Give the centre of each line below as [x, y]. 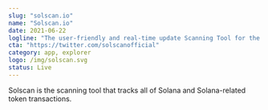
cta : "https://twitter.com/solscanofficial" [84, 45]
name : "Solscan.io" [41, 23]
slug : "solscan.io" [41, 16]
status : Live [30, 68]
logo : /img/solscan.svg [48, 61]
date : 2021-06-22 [37, 30]
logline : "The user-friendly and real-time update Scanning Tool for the [134, 38]
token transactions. [40, 98]
